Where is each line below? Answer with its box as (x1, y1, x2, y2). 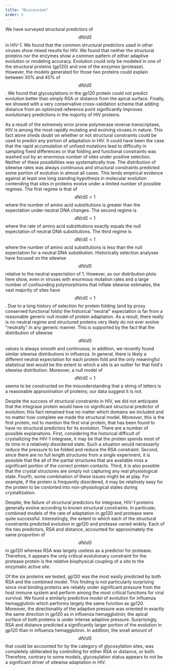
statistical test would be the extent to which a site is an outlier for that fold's (5, 362, 163, 368)
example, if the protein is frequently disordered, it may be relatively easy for (5, 479, 163, 485)
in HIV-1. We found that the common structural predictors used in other (5, 42, 153, 48)
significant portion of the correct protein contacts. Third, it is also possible (5, 462, 160, 468)
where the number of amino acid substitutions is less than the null (5, 244, 143, 250)
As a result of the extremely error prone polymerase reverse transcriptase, (5, 121, 160, 127)
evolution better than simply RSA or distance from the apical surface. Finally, (5, 95, 165, 101)
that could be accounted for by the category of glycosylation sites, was (5, 643, 154, 649)
